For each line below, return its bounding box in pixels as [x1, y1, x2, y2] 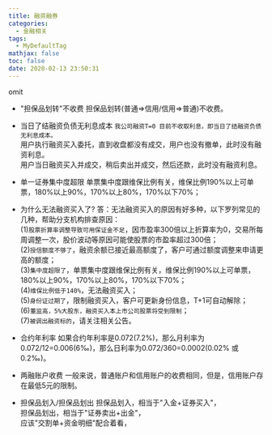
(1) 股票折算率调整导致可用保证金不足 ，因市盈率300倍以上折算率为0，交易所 [19, 224, 257, 234]
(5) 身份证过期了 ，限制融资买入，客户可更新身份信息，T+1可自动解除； [19, 295, 249, 305]
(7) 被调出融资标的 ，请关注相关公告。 [19, 315, 136, 325]
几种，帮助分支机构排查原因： [19, 214, 120, 224]
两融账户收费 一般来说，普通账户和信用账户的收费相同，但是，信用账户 [19, 370, 257, 380]
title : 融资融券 [8, 11, 58, 20]
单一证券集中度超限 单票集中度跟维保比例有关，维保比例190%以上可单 [19, 177, 254, 186]
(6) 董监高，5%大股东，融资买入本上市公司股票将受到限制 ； [19, 305, 189, 315]
